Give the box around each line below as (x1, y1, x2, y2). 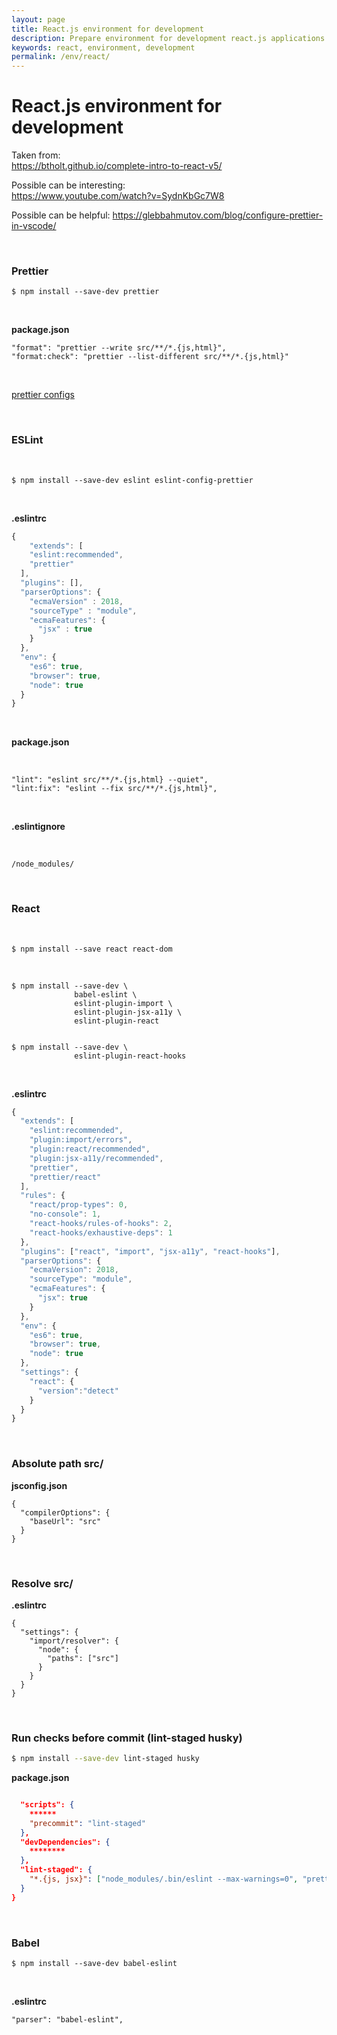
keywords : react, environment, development (11, 42, 196, 53)
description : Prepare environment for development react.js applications (11, 33, 326, 43)
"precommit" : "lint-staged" (29, 1818, 146, 1828)
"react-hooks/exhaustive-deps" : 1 (29, 1227, 173, 1238)
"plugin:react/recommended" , (29, 1144, 151, 1155)
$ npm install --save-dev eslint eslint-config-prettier (11, 475, 254, 485)
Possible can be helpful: (11, 209, 111, 221)
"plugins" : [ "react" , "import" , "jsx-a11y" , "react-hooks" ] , (20, 1246, 281, 1256)
